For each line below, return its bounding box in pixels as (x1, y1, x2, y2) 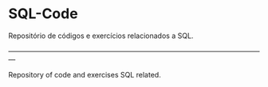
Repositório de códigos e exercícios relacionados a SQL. (8, 31, 194, 40)
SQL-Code (8, 5, 78, 23)
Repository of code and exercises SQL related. (8, 70, 161, 79)
